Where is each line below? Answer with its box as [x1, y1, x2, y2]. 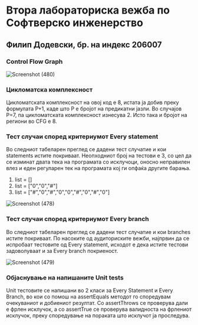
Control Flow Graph [6, 57, 63, 66]
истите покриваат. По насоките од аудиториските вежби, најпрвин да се [6, 235, 190, 242]
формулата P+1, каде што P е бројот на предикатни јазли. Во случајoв [6, 105, 182, 112]
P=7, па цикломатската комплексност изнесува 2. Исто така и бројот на [6, 112, 187, 119]
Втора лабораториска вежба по [6, 4, 170, 17]
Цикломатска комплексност [6, 85, 93, 93]
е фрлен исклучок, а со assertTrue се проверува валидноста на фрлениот [6, 305, 192, 313]
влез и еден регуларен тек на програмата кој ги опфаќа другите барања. [6, 165, 191, 172]
